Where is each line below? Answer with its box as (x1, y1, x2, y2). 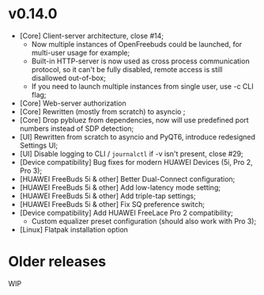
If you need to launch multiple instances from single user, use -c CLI (31, 81, 255, 91)
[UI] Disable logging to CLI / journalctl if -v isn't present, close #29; (19, 148, 243, 159)
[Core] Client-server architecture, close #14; (19, 31, 164, 40)
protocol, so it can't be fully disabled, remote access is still (31, 64, 223, 74)
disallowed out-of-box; (31, 73, 107, 82)
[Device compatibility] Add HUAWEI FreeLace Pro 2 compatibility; (19, 208, 233, 217)
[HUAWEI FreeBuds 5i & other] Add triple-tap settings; (19, 191, 196, 201)
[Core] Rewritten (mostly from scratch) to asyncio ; (19, 106, 186, 116)
